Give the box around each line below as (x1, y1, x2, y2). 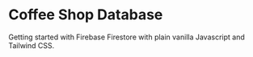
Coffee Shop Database (8, 6, 163, 24)
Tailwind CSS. (8, 40, 55, 50)
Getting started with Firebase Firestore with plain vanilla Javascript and (8, 32, 245, 42)
